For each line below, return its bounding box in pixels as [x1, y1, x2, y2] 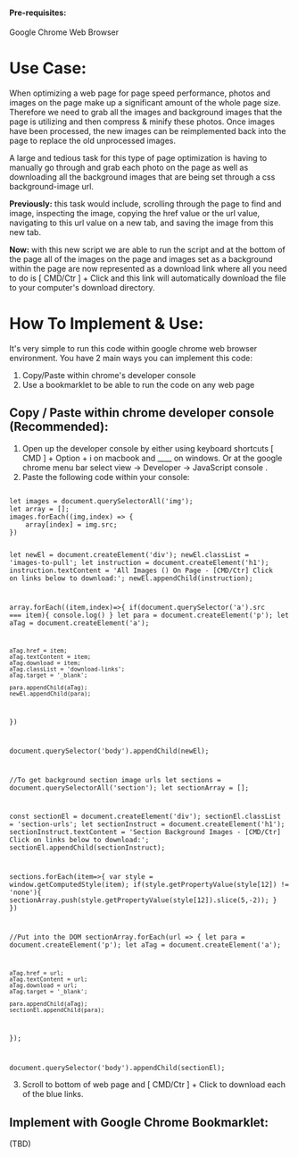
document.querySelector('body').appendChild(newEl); [9, 747, 210, 756]
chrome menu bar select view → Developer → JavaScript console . [21, 461, 268, 473]
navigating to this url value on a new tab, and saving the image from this [9, 217, 274, 228]
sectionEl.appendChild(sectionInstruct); [9, 843, 166, 853]
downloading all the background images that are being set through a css [9, 172, 276, 182]
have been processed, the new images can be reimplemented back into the [9, 126, 286, 137]
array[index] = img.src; [25, 519, 118, 529]
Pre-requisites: [9, 7, 67, 18]
